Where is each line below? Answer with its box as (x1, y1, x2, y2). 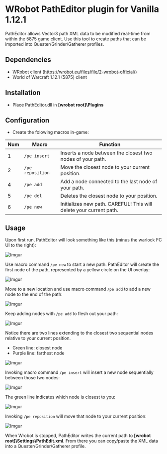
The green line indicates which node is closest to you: (5, 394, 115, 400)
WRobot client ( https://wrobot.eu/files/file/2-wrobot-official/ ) (12, 69, 137, 75)
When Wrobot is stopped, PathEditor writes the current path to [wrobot (5, 433, 151, 439)
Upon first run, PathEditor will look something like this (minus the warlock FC (5, 237, 162, 243)
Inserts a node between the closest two (60, 149, 153, 156)
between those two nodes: (5, 375, 60, 381)
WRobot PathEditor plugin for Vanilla (5, 3, 159, 15)
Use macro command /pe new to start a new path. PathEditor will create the (5, 261, 159, 267)
